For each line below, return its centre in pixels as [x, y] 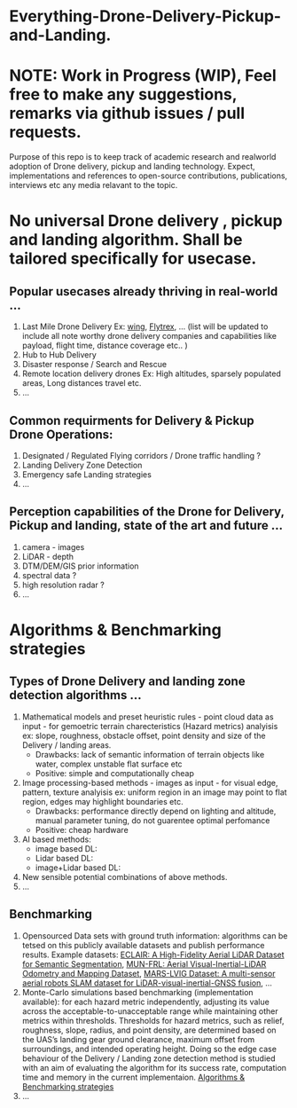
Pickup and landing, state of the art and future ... [146, 526]
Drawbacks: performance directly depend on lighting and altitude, [156, 811]
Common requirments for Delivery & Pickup [132, 420]
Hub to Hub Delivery [59, 355]
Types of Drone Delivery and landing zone [127, 682]
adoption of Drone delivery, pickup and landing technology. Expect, [132, 167]
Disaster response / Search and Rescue [94, 365]
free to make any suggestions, [123, 94]
